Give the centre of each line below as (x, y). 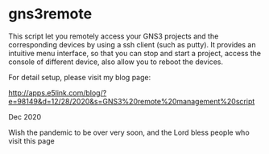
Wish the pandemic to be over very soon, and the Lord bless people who (129, 132)
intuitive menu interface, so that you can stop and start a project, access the (135, 53)
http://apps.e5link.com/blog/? (58, 92)
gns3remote (50, 14)
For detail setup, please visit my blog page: (80, 77)
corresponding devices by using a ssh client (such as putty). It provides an (132, 44)
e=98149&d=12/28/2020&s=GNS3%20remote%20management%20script (132, 101)
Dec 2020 (25, 116)
